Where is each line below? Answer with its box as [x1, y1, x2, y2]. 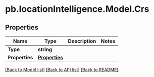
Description [67, 38, 97, 44]
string [38, 46, 52, 53]
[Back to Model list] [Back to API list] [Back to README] [5, 67, 119, 73]
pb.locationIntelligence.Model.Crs [5, 3, 150, 15]
